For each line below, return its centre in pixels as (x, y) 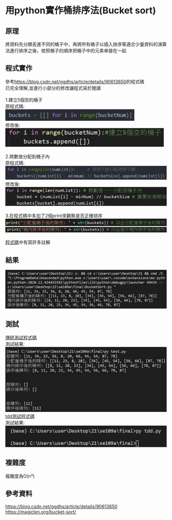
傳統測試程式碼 (21, 337)
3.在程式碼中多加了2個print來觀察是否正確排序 (54, 215)
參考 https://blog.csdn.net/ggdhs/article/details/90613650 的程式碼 (75, 81)
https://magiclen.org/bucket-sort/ (41, 512)
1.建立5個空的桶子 (24, 100)
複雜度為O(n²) (20, 476)
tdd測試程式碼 (20, 416)
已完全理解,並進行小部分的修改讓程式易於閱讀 (53, 88)
